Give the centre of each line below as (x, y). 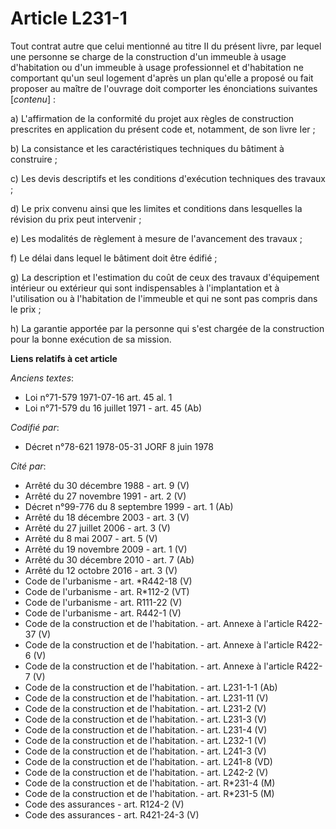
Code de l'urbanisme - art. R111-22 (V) (103, 602)
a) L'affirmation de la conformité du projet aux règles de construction (152, 118)
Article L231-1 (69, 18)
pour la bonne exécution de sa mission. (91, 339)
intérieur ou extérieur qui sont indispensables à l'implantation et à (145, 288)
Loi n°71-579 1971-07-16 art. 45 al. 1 (98, 397)
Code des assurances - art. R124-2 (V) (104, 804)
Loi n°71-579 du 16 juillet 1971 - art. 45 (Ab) (113, 408)
